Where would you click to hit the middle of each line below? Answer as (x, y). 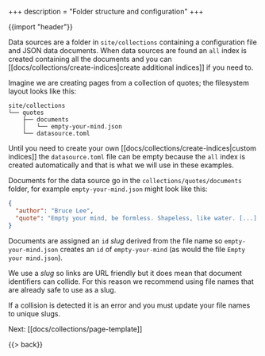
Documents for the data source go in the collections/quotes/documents (125, 180)
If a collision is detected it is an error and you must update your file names (129, 305)
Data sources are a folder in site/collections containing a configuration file (133, 42)
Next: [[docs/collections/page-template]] (75, 329)
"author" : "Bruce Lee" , (54, 211)
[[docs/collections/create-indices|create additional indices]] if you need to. (131, 67)
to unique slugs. (35, 313)
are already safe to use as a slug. (62, 289)
